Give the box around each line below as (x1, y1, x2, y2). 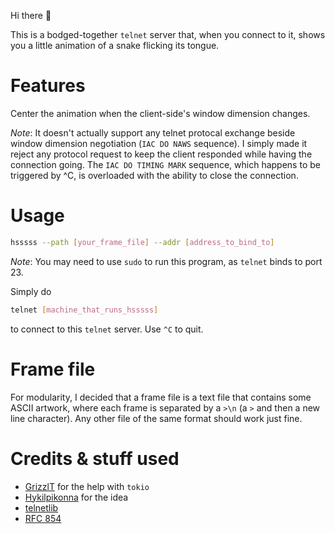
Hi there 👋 (10, 10, 52, 21)
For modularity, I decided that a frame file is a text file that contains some (10, 391, 312, 403)
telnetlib (24, 501, 59, 514)
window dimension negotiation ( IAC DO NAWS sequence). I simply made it (10, 137, 308, 149)
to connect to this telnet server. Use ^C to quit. (10, 323, 204, 335)
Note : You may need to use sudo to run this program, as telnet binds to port (10, 255, 323, 267)
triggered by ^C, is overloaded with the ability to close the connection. (10, 169, 299, 181)
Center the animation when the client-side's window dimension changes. (10, 107, 311, 119)
